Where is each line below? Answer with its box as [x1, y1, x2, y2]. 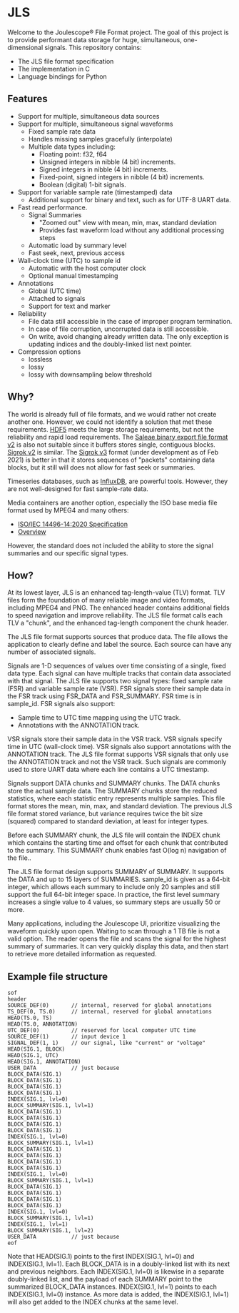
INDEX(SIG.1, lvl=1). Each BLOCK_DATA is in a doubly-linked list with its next [7, 1259, 230, 1269]
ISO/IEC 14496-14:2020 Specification [17, 520, 128, 528]
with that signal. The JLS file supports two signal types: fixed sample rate [7, 677, 223, 685]
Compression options [17, 347, 81, 356]
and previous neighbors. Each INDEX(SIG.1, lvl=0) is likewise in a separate [7, 1267, 225, 1276]
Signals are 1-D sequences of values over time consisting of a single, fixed [7, 662, 226, 670]
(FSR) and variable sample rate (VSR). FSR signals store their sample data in [7, 684, 231, 693]
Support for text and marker [28, 302, 111, 310]
